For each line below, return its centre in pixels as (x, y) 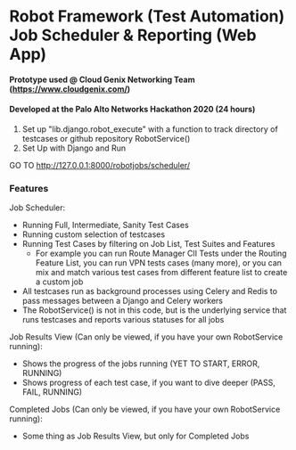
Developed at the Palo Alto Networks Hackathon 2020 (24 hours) (132, 110)
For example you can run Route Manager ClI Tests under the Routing (161, 254)
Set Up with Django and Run (74, 148)
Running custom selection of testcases (94, 234)
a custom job (59, 282)
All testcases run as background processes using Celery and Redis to (150, 291)
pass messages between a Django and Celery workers (122, 301)
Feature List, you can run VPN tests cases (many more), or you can (159, 263)
